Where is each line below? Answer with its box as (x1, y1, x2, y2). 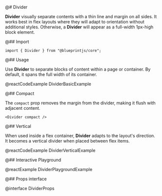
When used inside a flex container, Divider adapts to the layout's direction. (5, 133, 155, 139)
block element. (5, 29, 35, 35)
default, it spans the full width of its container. (5, 72, 98, 77)
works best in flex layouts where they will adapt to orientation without (5, 19, 145, 24)
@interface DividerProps (5, 186, 55, 191)
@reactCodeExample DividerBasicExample (5, 81, 91, 87)
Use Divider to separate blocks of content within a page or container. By (5, 66, 151, 72)
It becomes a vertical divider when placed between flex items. (5, 138, 130, 144)
